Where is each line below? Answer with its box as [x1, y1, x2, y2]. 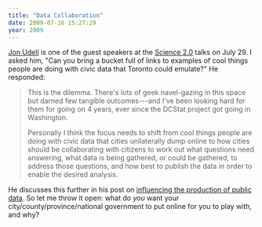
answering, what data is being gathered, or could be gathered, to [27, 153, 238, 163]
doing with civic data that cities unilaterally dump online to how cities [27, 137, 250, 146]
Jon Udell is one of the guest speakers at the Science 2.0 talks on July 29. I [8, 48, 253, 57]
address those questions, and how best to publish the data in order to [27, 162, 253, 171]
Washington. [27, 113, 68, 123]
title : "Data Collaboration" [8, 11, 104, 20]
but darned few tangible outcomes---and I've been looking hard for [27, 96, 246, 106]
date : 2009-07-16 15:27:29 [8, 19, 96, 27]
